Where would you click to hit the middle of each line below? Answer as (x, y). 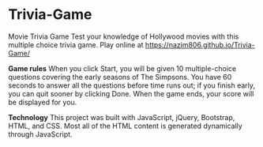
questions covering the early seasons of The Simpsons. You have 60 (120, 77)
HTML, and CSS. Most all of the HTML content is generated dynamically (125, 126)
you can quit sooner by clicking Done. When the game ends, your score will (131, 93)
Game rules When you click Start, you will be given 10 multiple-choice (122, 68)
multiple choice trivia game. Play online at (76, 44)
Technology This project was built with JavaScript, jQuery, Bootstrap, (122, 117)
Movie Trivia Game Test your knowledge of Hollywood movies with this (124, 36)
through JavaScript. (40, 134)
